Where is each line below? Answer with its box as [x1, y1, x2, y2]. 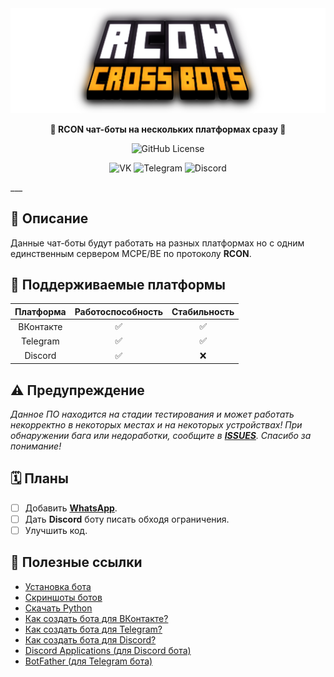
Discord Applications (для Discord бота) [24, 644, 192, 656]
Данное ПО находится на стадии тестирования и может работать [10, 408, 295, 421]
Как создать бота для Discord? [24, 633, 157, 646]
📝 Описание [10, 210, 89, 227]
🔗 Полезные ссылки [10, 554, 143, 571]
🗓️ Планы [10, 470, 69, 487]
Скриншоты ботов [24, 591, 103, 603]
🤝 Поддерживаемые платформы [10, 277, 226, 294]
